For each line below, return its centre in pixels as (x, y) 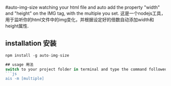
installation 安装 (31, 43)
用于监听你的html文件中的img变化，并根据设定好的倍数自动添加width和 (80, 19)
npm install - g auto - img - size (37, 55)
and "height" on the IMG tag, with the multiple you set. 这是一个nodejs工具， (85, 13)
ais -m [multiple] (25, 79)
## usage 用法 (20, 64)
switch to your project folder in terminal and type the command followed (86, 69)
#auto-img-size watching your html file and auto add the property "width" (83, 7)
